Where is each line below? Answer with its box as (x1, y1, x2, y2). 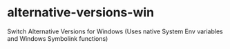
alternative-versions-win (7, 5, 154, 20)
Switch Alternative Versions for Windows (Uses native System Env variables (7, 27, 223, 35)
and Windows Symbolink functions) (7, 34, 108, 42)
